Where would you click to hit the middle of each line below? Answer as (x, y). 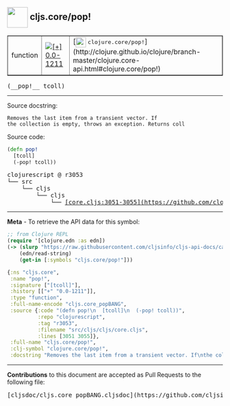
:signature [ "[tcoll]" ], (45, 285)
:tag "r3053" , (57, 323)
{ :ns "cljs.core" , (33, 272)
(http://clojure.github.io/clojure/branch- (137, 51)
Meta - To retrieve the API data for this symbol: (74, 222)
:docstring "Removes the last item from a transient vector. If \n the (111, 355)
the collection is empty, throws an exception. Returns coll (96, 124)
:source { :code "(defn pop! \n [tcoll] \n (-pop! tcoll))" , (98, 311)
